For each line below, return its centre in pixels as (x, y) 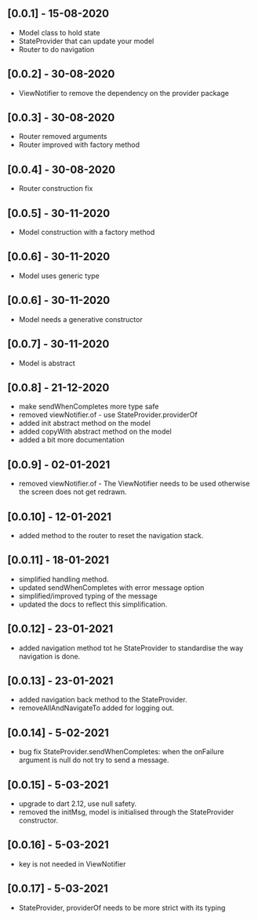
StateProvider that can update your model (86, 41)
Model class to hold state (59, 32)
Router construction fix (56, 189)
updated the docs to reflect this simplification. (93, 604)
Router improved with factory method (79, 145)
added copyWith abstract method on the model (95, 431)
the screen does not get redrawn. (73, 492)
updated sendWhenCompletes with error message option (111, 587)
